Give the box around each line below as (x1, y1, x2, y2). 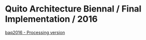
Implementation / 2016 (5, 13, 98, 25)
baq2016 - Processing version (5, 29, 65, 35)
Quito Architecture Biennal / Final (5, 3, 142, 14)
